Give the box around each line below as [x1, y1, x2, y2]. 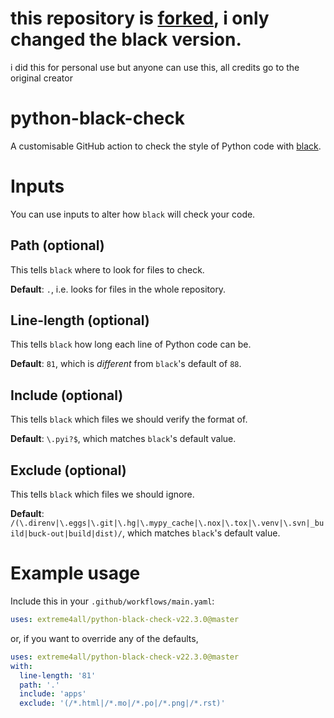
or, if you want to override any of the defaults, [10, 632, 199, 644]
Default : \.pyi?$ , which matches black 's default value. [10, 433, 237, 445]
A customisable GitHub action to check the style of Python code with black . [10, 140, 322, 152]
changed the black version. [10, 28, 242, 51]
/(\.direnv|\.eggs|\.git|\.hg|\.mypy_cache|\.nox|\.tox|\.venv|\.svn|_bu [10, 518, 325, 529]
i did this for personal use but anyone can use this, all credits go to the [10, 61, 300, 73]
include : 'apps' [19, 689, 87, 699]
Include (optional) [10, 387, 124, 404]
